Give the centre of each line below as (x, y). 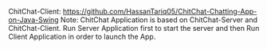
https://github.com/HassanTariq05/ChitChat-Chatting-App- (160, 11)
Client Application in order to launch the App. (82, 36)
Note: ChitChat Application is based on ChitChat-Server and (159, 20)
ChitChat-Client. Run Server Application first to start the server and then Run (134, 28)
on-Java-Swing (33, 20)
